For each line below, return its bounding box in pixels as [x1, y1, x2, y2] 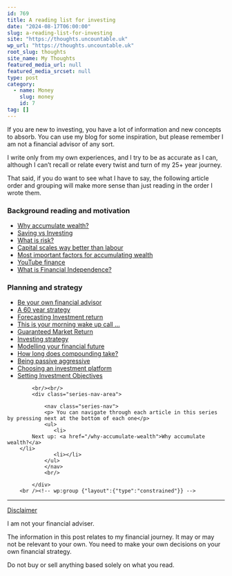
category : [7, 81, 36, 88]
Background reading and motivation [7, 206, 130, 215]
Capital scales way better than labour [17, 244, 124, 252]
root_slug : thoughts [7, 49, 67, 56]
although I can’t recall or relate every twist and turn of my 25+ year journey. [7, 160, 222, 169]
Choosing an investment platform [17, 364, 113, 373]
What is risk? [17, 236, 54, 245]
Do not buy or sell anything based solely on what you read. [7, 561, 175, 569]
